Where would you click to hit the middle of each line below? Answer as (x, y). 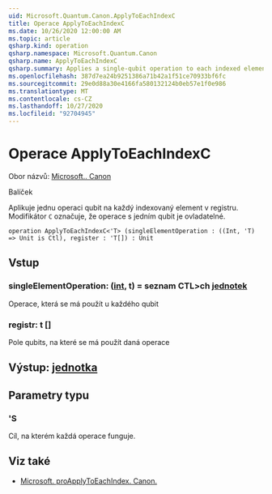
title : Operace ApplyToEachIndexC (67, 23)
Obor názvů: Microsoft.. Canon (60, 176)
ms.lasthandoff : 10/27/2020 (56, 106)
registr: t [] (30, 325)
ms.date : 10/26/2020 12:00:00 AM (65, 31)
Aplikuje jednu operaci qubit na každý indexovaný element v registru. (123, 207)
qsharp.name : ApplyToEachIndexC (63, 62)
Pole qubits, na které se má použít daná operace (89, 342)
